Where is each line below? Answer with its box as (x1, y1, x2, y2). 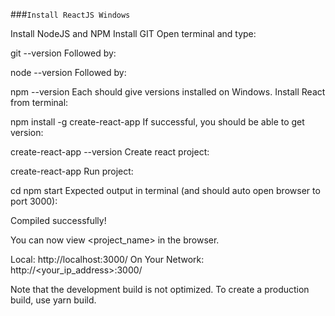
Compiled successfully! (10, 215, 107, 226)
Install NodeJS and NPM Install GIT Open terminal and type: (10, 28, 257, 39)
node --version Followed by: (10, 67, 127, 78)
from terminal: (10, 97, 69, 108)
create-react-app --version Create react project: (10, 146, 210, 158)
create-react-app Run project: (10, 165, 134, 177)
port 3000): (10, 195, 58, 207)
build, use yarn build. (10, 294, 97, 306)
